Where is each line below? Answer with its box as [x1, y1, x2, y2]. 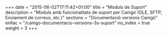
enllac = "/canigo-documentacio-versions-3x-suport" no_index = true [5, 20, 150, 26]
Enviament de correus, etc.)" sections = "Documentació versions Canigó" [5, 15, 158, 20]
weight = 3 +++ [5, 25, 38, 31]
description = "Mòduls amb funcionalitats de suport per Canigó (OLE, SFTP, [5, 9, 162, 15]
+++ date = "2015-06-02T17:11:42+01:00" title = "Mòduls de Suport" [5, 4, 147, 10]
